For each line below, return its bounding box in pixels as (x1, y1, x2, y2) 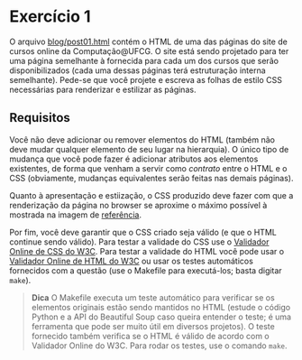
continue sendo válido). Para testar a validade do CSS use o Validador (9, 236, 270, 247)
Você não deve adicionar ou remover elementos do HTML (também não (9, 134, 275, 145)
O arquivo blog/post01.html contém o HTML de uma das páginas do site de (9, 36, 288, 47)
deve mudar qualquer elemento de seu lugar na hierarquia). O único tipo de (9, 143, 289, 154)
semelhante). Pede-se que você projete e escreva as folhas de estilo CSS (9, 74, 282, 85)
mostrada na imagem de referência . (9, 209, 142, 220)
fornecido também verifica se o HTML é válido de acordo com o (31, 330, 270, 341)
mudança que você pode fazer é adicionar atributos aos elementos (9, 153, 259, 164)
